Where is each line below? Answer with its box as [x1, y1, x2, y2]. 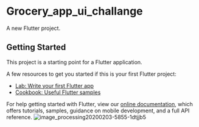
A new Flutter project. [6, 24, 61, 32]
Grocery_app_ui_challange [6, 4, 143, 18]
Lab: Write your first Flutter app [15, 82, 94, 89]
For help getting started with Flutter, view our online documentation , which [6, 100, 194, 107]
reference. [6, 113, 32, 120]
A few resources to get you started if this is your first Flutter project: [6, 70, 176, 78]
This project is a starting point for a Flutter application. [6, 58, 142, 65]
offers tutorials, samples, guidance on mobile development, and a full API [6, 107, 190, 114]
